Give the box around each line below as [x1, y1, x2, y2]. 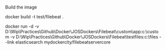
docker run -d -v [5, 23, 39, 29]
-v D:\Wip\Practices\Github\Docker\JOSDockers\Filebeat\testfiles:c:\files [10, 34, 159, 40]
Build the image [5, 4, 37, 10]
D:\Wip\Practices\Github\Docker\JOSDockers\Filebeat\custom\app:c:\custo [5, 29, 159, 34]
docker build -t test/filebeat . [5, 14, 64, 19]
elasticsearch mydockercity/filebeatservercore [15, 39, 111, 45]
